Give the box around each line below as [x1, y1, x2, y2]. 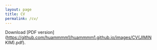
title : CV [5, 12, 26, 17]
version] [37, 30, 55, 35]
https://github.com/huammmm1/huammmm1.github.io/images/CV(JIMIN [6, 34, 152, 40]
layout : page [5, 7, 32, 12]
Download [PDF [5, 30, 37, 35]
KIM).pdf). [5, 40, 26, 46]
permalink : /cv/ [5, 16, 38, 21]
